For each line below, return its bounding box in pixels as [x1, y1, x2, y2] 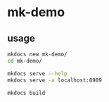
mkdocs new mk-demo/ [7, 51, 68, 58]
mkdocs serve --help [7, 70, 68, 77]
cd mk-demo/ [7, 57, 42, 64]
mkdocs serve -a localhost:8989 [7, 77, 102, 84]
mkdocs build [7, 89, 46, 96]
